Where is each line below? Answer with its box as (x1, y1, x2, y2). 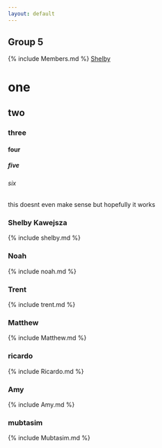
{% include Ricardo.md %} (8, 367, 84, 375)
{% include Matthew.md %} (8, 333, 87, 342)
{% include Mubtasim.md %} (8, 434, 91, 442)
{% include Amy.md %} (8, 400, 75, 409)
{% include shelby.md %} (8, 233, 81, 242)
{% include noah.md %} (8, 267, 77, 275)
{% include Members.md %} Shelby (8, 55, 111, 63)
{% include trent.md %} (8, 301, 76, 308)
